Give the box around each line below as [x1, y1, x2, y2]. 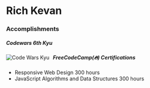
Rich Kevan [6, 4, 62, 17]
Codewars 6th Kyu [6, 39, 53, 46]
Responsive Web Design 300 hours [14, 69, 100, 76]
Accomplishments [6, 25, 60, 33]
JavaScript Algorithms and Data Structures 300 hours [14, 75, 145, 82]
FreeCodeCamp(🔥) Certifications [52, 54, 136, 61]
